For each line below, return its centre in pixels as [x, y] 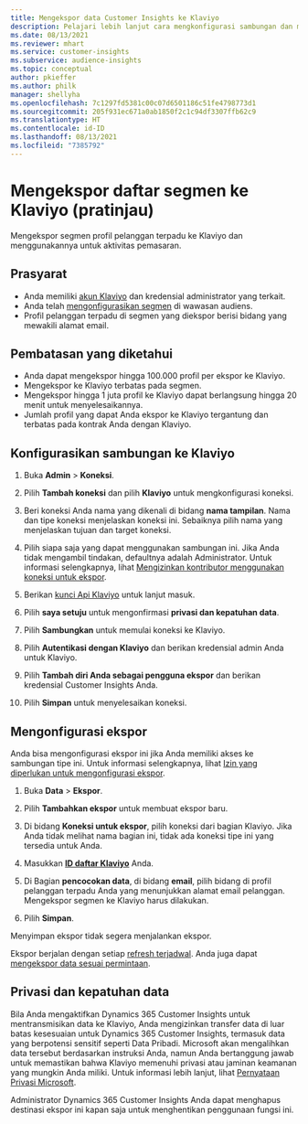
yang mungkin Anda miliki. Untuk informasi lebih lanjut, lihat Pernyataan [145, 1072]
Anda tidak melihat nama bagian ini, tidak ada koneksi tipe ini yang [149, 835]
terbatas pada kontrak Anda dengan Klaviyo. [107, 424]
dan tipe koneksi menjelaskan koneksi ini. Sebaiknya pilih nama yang [153, 520]
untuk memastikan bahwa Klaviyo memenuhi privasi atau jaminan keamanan [154, 1063]
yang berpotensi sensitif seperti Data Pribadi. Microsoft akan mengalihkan [150, 1043]
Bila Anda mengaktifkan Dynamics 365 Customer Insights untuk [130, 1014]
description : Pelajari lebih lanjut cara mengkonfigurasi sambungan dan [152, 27]
